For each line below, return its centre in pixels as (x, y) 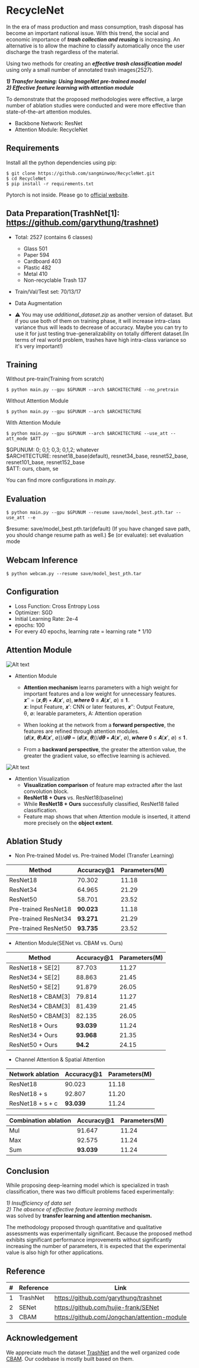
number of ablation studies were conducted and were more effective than (96, 105)
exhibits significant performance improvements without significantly (89, 1240)
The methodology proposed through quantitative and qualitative (84, 1227)
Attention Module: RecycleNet (51, 129)
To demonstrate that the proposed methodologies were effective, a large (95, 99)
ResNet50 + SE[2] (35, 987)
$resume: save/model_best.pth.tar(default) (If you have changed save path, (98, 529)
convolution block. (46, 791)
